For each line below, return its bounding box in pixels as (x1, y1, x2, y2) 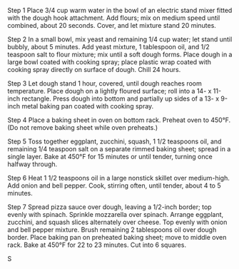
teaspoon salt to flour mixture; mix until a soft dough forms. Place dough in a (7, 50, 233, 59)
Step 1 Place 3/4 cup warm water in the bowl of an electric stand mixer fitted (7, 6, 233, 14)
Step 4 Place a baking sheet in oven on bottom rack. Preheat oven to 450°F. (7, 116, 231, 124)
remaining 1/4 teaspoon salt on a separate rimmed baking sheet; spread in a (7, 145, 231, 153)
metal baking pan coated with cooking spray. (21, 102, 154, 110)
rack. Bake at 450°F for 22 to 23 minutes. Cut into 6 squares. (7, 240, 187, 249)
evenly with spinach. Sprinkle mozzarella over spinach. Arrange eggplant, (7, 210, 224, 218)
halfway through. (7, 160, 58, 168)
